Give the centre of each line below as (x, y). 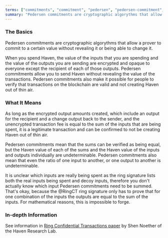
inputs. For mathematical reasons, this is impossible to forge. (68, 202)
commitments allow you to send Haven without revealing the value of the (80, 73)
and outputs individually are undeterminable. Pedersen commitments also (81, 155)
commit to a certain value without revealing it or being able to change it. (79, 48)
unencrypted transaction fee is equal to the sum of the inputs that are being (83, 124)
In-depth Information (31, 215)
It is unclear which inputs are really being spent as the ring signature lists (80, 175)
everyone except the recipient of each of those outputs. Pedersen (73, 68)
